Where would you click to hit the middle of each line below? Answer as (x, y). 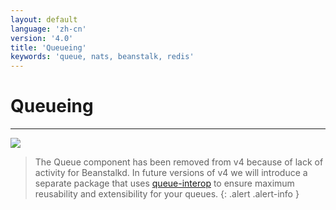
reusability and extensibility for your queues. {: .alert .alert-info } (167, 194)
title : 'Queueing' (48, 47)
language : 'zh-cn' (48, 29)
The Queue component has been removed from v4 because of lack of (179, 162)
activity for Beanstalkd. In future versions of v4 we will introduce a (171, 173)
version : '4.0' (42, 38)
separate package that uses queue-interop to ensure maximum (164, 183)
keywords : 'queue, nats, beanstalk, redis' (102, 57)
